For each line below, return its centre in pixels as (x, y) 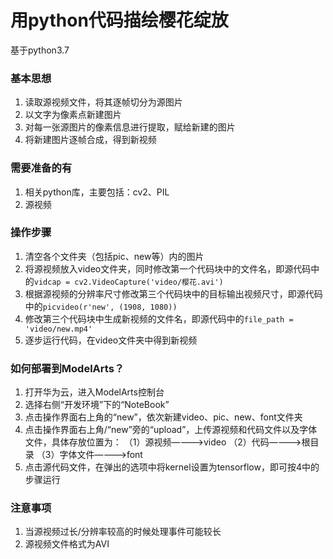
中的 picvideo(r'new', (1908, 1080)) (101, 306)
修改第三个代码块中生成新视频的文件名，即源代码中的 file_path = (159, 318)
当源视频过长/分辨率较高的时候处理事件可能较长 (123, 532)
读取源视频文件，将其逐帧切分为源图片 (103, 102)
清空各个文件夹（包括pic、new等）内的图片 (114, 256)
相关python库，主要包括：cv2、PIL (97, 192)
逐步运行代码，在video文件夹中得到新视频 (111, 340)
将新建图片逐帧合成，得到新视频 (90, 140)
